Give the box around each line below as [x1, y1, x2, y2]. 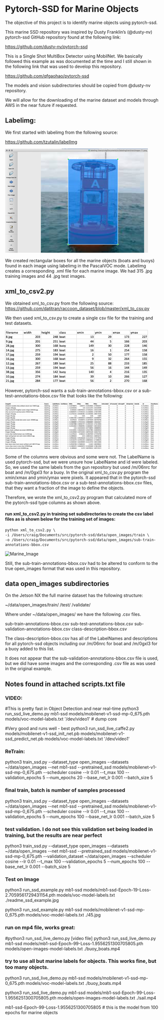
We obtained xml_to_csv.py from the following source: [5, 300, 114, 306]
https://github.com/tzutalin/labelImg [5, 139, 78, 145]
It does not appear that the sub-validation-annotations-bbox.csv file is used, [5, 655, 159, 661]
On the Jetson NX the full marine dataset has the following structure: [5, 592, 143, 599]
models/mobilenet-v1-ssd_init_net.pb [5, 731, 80, 737]
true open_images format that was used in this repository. [5, 565, 121, 571]
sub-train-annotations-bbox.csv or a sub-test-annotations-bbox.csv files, [5, 480, 153, 486]
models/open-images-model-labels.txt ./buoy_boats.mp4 [5, 946, 121, 952]
